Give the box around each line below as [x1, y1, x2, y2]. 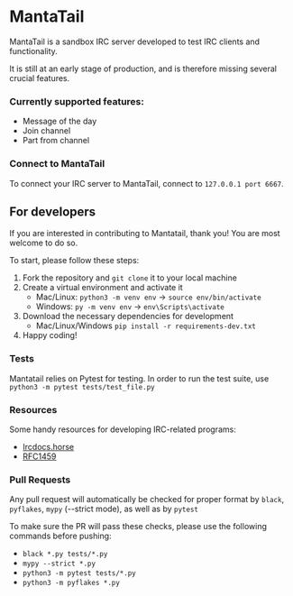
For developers [9, 204, 96, 219]
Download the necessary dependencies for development [22, 311, 234, 322]
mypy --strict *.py [22, 559, 96, 569]
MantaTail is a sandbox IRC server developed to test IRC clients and [9, 36, 260, 47]
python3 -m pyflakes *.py [22, 579, 120, 588]
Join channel [22, 125, 71, 136]
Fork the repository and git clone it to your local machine [22, 272, 237, 283]
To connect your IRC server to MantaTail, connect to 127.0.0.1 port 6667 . [9, 178, 284, 188]
